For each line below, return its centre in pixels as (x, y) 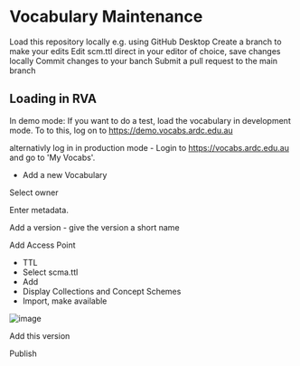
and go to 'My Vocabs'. (52, 157)
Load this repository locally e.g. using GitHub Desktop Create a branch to (145, 42)
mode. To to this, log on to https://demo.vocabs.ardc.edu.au (121, 130)
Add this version (40, 335)
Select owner (34, 192)
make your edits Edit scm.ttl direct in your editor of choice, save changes (145, 51)
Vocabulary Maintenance (106, 17)
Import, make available (65, 301)
